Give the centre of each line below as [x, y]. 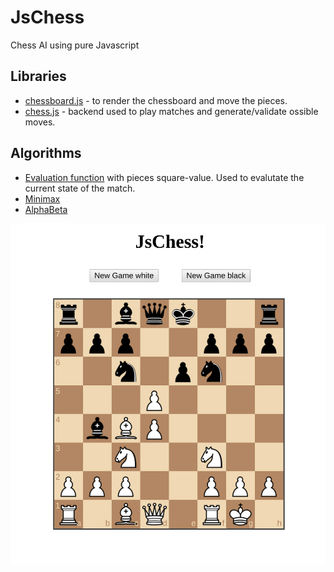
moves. [40, 122]
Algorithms [46, 153]
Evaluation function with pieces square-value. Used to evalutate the [164, 177]
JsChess [47, 17]
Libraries [38, 76]
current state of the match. [80, 188]
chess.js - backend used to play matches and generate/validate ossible [171, 111]
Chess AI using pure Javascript [75, 45]
